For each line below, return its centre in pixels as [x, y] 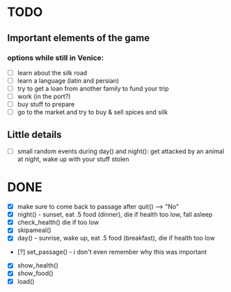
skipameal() [34, 230]
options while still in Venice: [56, 58]
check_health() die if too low [58, 222]
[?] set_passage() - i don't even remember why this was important [112, 252]
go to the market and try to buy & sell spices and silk [93, 112]
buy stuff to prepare [46, 105]
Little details [34, 134]
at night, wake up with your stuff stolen [73, 159]
